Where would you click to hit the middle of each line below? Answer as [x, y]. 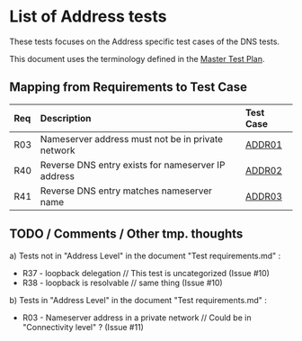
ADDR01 [264, 144]
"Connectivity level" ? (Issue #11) [83, 327]
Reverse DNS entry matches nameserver [126, 191]
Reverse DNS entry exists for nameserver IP [133, 165]
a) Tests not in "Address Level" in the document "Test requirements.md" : [145, 256]
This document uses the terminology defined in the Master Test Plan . [137, 58]
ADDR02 [264, 170]
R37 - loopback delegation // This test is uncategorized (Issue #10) [146, 273]
